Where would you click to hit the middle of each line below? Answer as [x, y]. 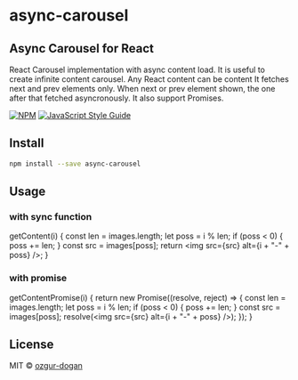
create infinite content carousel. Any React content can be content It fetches [149, 79]
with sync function [51, 217]
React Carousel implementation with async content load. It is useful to [137, 69]
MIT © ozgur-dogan [46, 366]
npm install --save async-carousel [75, 164]
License [32, 345]
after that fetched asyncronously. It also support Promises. [117, 98]
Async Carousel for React [81, 49]
